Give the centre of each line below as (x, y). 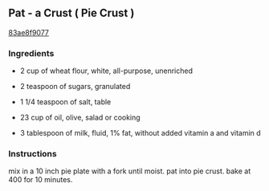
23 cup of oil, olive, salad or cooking (80, 118)
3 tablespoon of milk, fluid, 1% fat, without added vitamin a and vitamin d (140, 133)
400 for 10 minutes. (41, 180)
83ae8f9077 (29, 32)
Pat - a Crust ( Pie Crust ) (71, 13)
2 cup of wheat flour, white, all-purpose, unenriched (106, 71)
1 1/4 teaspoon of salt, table (65, 102)
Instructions (33, 154)
